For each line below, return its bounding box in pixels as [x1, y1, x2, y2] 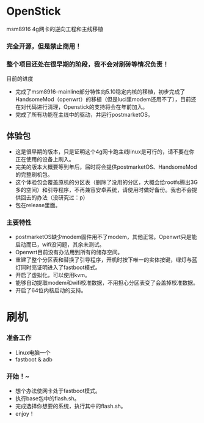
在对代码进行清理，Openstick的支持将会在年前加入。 [15, 103, 148, 111]
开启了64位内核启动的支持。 [15, 287, 87, 294]
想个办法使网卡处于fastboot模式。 [15, 387, 101, 395]
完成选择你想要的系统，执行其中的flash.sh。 [15, 402, 126, 410]
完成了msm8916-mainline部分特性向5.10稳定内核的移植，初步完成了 [15, 88, 186, 95]
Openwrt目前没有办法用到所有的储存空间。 [15, 249, 123, 256]
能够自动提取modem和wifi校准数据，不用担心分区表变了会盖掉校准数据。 [15, 279, 199, 287]
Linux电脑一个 [15, 348, 51, 356]
